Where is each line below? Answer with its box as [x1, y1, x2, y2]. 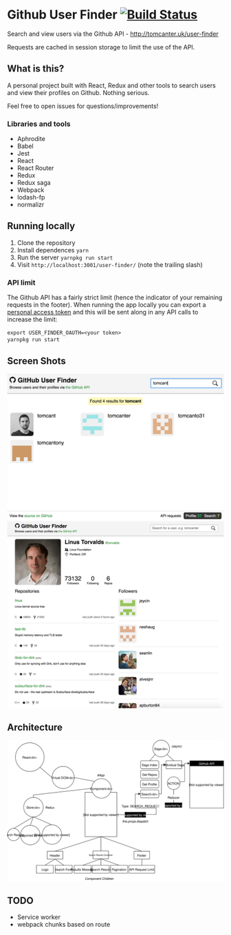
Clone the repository [16, 238, 76, 247]
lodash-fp [16, 193, 45, 202]
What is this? [7, 63, 65, 75]
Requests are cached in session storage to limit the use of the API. [7, 43, 195, 51]
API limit [7, 277, 36, 287]
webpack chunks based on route [16, 921, 111, 929]
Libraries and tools [7, 119, 71, 129]
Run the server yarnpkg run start [16, 253, 113, 261]
